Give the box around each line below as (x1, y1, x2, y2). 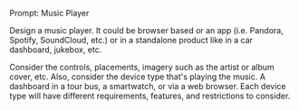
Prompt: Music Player (9, 8, 90, 18)
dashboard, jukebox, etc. (9, 44, 102, 55)
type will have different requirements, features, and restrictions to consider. (9, 90, 291, 101)
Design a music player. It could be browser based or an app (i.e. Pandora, (9, 25, 284, 35)
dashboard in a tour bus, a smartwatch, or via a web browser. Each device (9, 81, 286, 91)
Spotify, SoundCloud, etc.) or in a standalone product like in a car (9, 35, 254, 45)
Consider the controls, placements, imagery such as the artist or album (9, 62, 275, 72)
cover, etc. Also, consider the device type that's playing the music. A (9, 71, 265, 82)
